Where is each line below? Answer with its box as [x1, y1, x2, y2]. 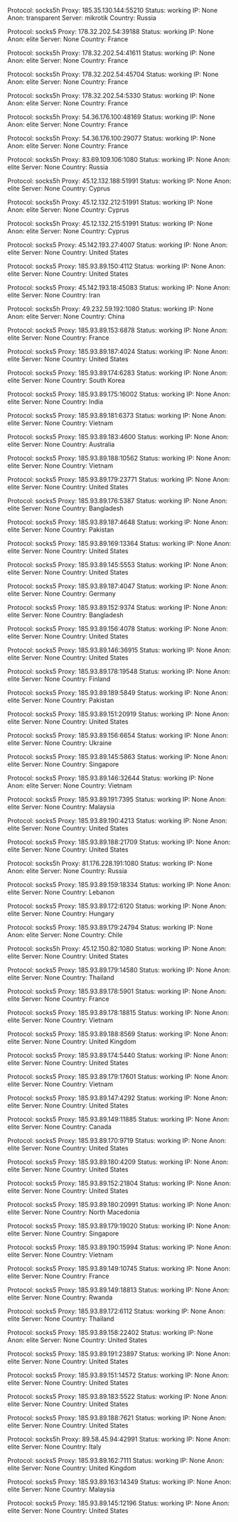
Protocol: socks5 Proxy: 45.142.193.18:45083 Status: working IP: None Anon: [7, 284, 231, 291]
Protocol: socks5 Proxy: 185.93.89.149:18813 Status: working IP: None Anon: [7, 1286, 230, 1294]
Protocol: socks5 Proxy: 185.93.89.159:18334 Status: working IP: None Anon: [7, 881, 232, 889]
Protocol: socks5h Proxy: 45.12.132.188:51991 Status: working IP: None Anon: [7, 177, 232, 185]
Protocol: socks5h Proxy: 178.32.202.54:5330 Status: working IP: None [7, 92, 215, 100]
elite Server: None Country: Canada [7, 1122, 112, 1131]
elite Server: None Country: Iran [7, 291, 101, 299]
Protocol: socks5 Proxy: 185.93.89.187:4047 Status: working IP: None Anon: [7, 582, 229, 590]
